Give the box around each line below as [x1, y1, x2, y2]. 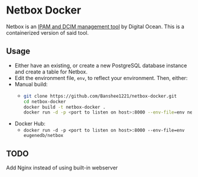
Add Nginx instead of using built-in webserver [6, 164, 118, 171]
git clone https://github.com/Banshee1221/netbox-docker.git [23, 93, 177, 99]
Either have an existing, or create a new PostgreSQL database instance [14, 62, 187, 69]
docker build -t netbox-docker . [23, 104, 106, 110]
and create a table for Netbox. [14, 68, 88, 75]
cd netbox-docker [23, 98, 67, 105]
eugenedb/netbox [23, 133, 64, 139]
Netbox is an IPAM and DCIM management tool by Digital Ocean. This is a [6, 23, 184, 30]
